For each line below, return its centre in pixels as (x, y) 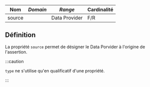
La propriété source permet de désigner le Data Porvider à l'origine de (75, 47)
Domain (37, 9)
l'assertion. (16, 52)
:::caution (15, 61)
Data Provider (67, 18)
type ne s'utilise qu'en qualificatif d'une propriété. (55, 70)
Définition (20, 35)
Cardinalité (100, 9)
